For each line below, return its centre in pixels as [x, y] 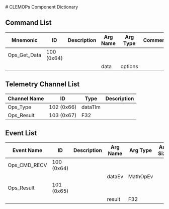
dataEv [115, 177]
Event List [21, 133]
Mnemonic [24, 40]
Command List [28, 23]
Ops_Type [20, 107]
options [129, 66]
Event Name [27, 150]
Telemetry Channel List [43, 84]
